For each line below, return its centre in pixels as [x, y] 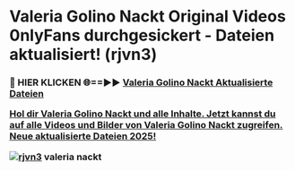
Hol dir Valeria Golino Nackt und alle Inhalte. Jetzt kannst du [143, 114]
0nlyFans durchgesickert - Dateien [142, 35]
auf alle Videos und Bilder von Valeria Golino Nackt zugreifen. [146, 125]
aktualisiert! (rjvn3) [83, 55]
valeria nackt [73, 157]
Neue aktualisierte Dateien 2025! [83, 136]
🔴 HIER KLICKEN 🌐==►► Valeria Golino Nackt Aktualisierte [141, 82]
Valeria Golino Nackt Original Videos [148, 17]
